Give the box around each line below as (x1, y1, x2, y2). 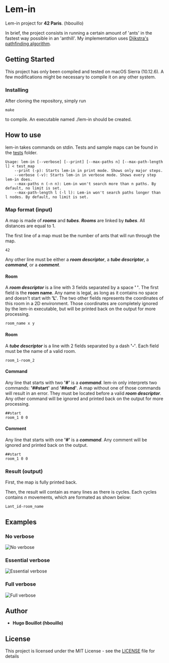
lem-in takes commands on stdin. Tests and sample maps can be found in (5, 144, 158, 150)
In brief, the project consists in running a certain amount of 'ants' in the (5, 30, 152, 36)
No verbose (5, 533, 34, 540)
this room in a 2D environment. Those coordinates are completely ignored (5, 301, 158, 307)
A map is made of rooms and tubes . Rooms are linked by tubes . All (5, 218, 145, 224)
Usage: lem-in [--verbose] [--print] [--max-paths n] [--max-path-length (5, 159, 163, 164)
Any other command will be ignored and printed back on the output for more (5, 396, 163, 402)
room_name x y (5, 321, 35, 326)
